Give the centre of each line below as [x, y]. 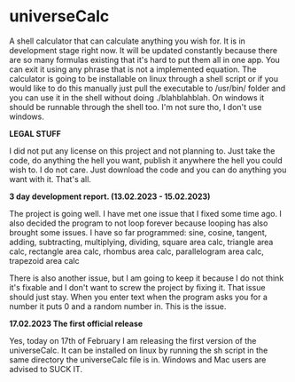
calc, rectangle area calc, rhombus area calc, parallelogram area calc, [136, 251]
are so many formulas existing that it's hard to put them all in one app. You [145, 60]
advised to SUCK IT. [46, 369]
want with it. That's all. [50, 179]
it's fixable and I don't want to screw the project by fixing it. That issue [137, 287]
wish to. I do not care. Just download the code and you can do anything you [148, 170]
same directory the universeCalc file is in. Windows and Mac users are [138, 359]
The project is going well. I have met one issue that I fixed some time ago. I [145, 213]
